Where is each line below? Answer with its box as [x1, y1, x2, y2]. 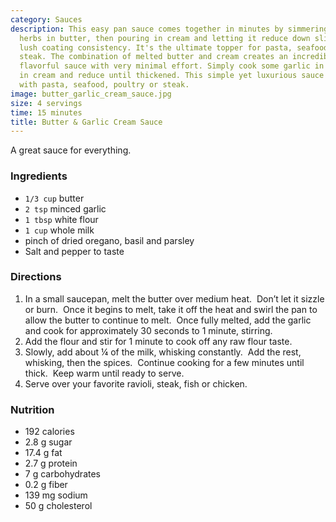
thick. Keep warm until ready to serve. [24, 367, 185, 379]
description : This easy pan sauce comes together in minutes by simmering [10, 24, 329, 34]
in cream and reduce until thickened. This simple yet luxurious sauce [19, 71, 325, 81]
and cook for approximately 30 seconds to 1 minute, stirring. [24, 324, 273, 336]
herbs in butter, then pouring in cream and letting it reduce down [19, 33, 311, 43]
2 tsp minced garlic [24, 202, 107, 215]
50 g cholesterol [24, 500, 93, 512]
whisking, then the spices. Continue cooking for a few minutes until [24, 356, 305, 368]
